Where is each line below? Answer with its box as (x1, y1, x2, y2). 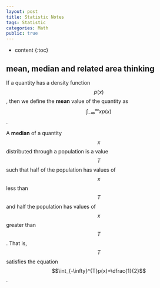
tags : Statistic (6, 19, 46, 25)
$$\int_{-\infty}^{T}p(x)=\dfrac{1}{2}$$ (52, 267, 146, 274)
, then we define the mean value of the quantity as (6, 98, 128, 105)
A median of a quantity (6, 130, 62, 137)
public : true (6, 31, 38, 36)
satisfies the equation (6, 258, 59, 265)
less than (6, 185, 28, 192)
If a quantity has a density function (6, 79, 91, 86)
